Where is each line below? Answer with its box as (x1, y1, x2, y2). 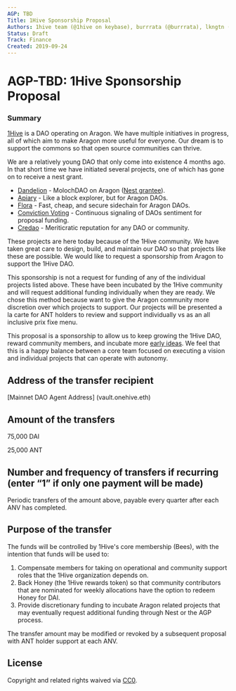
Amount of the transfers (7, 413, 115, 425)
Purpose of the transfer (7, 524, 112, 536)
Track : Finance (7, 37, 52, 44)
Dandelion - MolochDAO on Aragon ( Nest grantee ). (17, 186, 166, 195)
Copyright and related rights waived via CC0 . (7, 676, 138, 684)
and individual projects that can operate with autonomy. (7, 354, 169, 363)
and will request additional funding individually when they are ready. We (7, 288, 216, 297)
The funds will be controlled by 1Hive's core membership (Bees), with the (7, 542, 219, 550)
